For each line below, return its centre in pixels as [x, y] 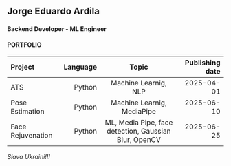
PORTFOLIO [25, 45]
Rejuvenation [32, 136]
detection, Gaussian [139, 132]
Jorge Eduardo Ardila [53, 11]
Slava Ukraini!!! [29, 157]
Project [23, 67]
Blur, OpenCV [139, 140]
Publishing [202, 63]
